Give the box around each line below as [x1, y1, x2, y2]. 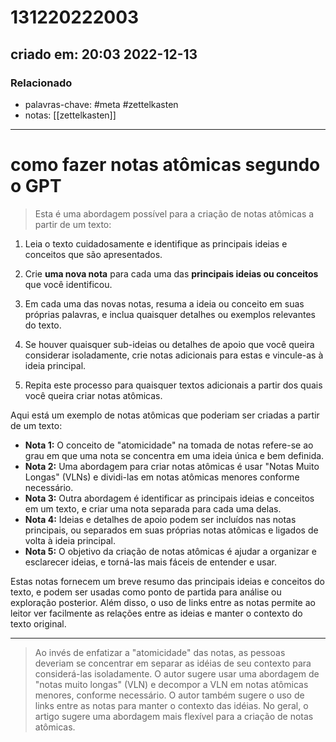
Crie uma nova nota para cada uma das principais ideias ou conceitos [24, 267, 319, 280]
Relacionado [10, 76, 73, 90]
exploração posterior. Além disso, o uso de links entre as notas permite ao [10, 596, 316, 608]
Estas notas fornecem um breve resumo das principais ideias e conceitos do [10, 575, 325, 587]
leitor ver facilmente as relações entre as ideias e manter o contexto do [10, 607, 303, 619]
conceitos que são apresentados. [24, 248, 163, 260]
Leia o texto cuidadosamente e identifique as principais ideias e [24, 237, 288, 250]
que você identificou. [24, 278, 113, 290]
